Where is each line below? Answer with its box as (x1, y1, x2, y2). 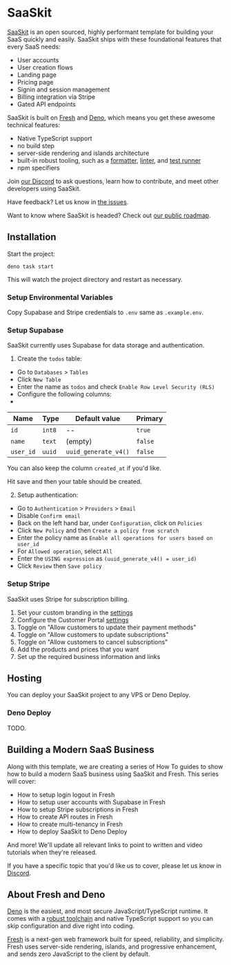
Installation (7, 231, 57, 243)
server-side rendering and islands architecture (17, 149, 150, 157)
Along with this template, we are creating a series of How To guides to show (7, 762, 223, 770)
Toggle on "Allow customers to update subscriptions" (17, 630, 169, 638)
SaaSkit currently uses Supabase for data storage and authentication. (7, 341, 205, 350)
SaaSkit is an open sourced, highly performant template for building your (7, 28, 214, 36)
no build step (17, 141, 55, 150)
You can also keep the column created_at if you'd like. (7, 464, 162, 472)
